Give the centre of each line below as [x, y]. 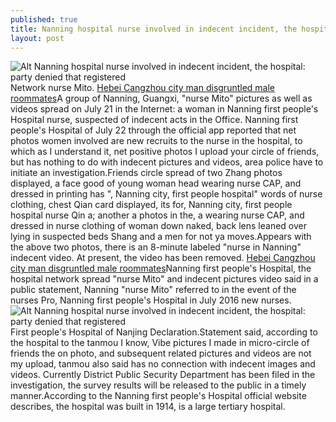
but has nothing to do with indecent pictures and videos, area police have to [167, 162]
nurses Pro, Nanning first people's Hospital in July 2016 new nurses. [151, 300]
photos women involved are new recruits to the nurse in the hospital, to [156, 141]
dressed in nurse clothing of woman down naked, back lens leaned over [158, 226]
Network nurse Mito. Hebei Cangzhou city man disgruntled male [143, 88]
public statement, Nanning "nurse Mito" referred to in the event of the [153, 290]
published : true [44, 19]
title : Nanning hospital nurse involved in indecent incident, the [154, 29]
